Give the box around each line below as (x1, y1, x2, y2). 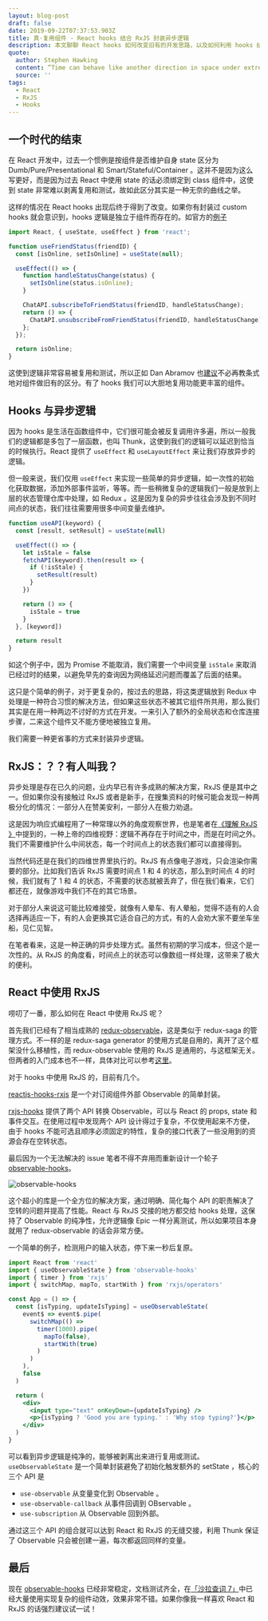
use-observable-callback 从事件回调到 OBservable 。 (19, 1498, 195, 1507)
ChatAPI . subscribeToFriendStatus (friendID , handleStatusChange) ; (22, 301, 245, 309)
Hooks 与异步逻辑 (8, 404, 97, 417)
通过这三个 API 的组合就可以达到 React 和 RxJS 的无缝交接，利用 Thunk (8, 1525, 243, 1535)
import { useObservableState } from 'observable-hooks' (8, 1266, 198, 1274)
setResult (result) (37, 571, 98, 579)
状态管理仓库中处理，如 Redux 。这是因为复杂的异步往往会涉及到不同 (22, 493, 250, 503)
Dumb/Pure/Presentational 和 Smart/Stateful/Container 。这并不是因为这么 (8, 165, 254, 174)
